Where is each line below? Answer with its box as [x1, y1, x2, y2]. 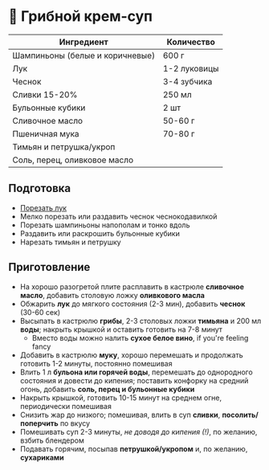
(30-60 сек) [19, 307, 61, 317]
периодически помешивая [19, 401, 112, 411]
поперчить [19, 418, 59, 428]
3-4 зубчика [162, 76, 213, 87]
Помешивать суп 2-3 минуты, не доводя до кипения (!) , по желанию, [19, 427, 258, 436]
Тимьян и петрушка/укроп [12, 141, 116, 152]
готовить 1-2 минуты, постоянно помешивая [19, 358, 173, 368]
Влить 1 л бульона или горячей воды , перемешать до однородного [19, 367, 253, 377]
